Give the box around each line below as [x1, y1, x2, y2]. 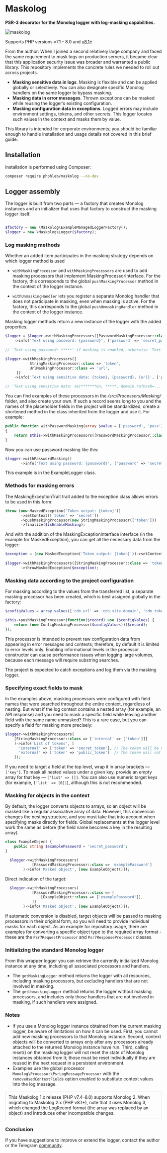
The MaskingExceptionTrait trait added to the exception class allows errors [5, 493, 158, 499]
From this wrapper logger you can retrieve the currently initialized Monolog [5, 958, 159, 964]
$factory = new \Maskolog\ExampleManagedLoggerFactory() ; [5, 225, 128, 230]
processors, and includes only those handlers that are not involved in [12, 994, 154, 1000]
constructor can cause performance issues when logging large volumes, [5, 652, 154, 658]
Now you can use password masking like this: [5, 446, 99, 453]
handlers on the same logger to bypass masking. [12, 90, 113, 96]
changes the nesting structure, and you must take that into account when [5, 814, 156, 820]
